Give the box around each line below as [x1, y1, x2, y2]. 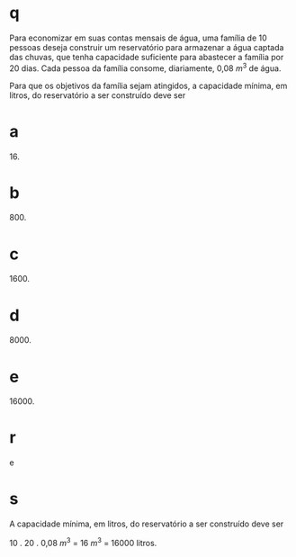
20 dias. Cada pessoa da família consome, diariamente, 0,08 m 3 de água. [9, 61, 282, 74]
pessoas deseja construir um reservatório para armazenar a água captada [9, 41, 284, 52]
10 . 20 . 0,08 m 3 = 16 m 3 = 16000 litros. [9, 536, 157, 548]
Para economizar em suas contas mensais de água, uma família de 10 [9, 32, 267, 43]
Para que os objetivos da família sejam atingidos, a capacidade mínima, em [9, 80, 288, 91]
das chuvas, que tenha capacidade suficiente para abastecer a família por [9, 51, 284, 62]
